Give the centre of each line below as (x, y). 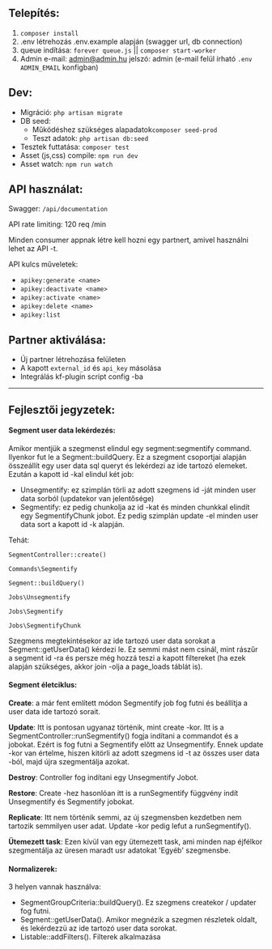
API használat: (46, 189)
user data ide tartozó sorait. (55, 712)
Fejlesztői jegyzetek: (62, 409)
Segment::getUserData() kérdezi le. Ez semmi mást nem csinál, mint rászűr (133, 649)
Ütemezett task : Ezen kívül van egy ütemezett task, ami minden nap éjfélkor (136, 842)
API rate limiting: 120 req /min (57, 224)
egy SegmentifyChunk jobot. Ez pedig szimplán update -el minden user (139, 515)
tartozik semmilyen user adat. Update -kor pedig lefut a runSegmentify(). (130, 826)
